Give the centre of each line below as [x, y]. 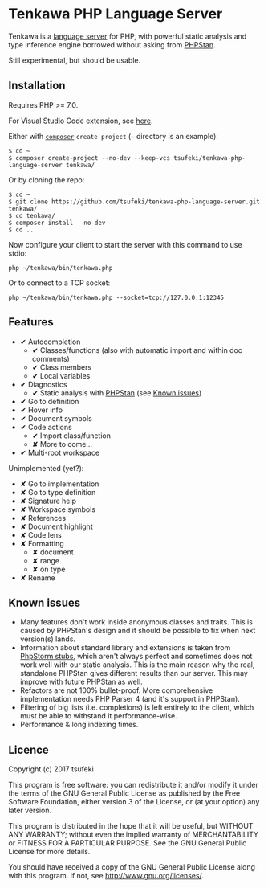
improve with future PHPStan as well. [81, 682]
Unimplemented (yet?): [46, 468]
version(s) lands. [48, 639]
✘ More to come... [62, 444]
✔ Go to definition [49, 401]
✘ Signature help [48, 501]
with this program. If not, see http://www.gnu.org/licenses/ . [106, 876]
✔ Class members [62, 367]
